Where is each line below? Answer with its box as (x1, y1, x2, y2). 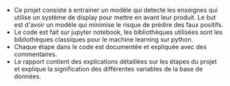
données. (13, 72, 42, 80)
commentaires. (13, 50, 57, 58)
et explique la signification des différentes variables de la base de (13, 65, 203, 73)
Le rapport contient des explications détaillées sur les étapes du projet (13, 58, 217, 65)
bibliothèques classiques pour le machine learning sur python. (13, 35, 194, 44)
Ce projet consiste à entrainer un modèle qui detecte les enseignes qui (13, 6, 218, 14)
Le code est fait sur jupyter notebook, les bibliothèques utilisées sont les (13, 28, 223, 36)
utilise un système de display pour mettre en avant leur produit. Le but (13, 13, 216, 21)
